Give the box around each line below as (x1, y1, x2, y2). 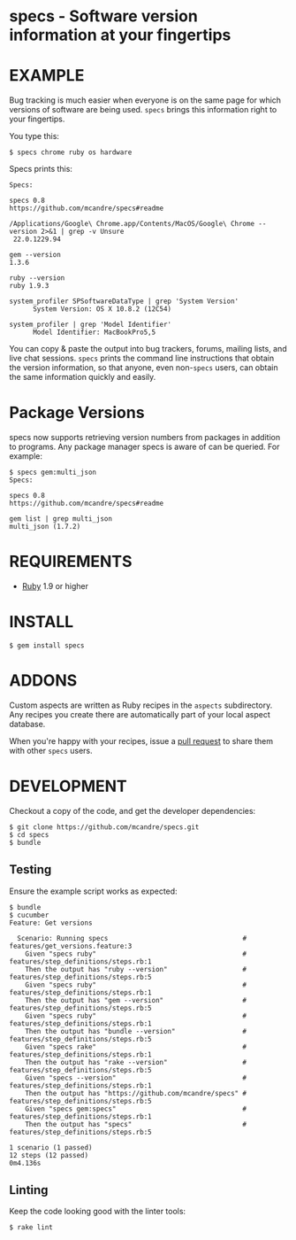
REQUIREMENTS (9, 552, 133, 572)
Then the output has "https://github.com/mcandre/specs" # (25, 1089, 247, 1097)
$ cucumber (9, 911, 49, 919)
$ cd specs (9, 830, 49, 839)
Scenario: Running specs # (17, 934, 247, 942)
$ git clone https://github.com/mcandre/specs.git (9, 822, 200, 832)
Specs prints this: (9, 164, 73, 174)
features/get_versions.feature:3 (9, 942, 133, 950)
